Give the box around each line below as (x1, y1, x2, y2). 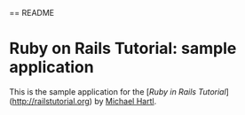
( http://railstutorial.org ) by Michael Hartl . (9, 96, 157, 106)
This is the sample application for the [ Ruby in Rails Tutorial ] (9, 86, 229, 96)
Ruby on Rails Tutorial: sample (9, 39, 237, 58)
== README (9, 8, 55, 18)
